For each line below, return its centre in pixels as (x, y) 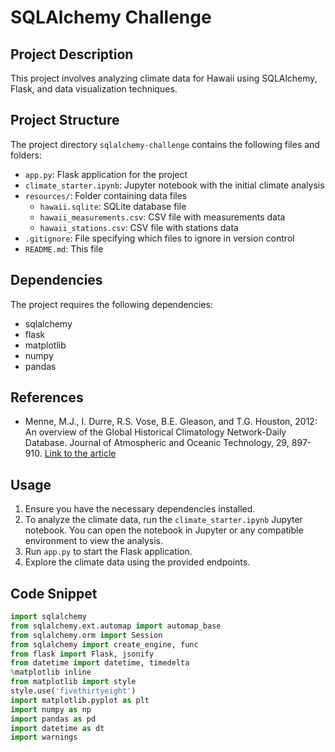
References (47, 397)
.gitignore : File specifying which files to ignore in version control (159, 238)
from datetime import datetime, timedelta (100, 663)
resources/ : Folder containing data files (106, 195)
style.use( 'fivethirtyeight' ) (73, 691)
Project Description (72, 54)
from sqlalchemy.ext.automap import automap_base (116, 626)
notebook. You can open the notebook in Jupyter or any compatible (164, 530)
